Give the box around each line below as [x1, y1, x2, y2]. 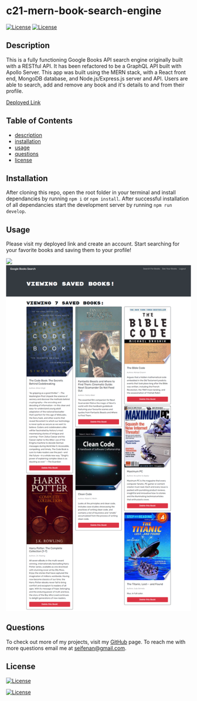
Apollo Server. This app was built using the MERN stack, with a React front [6, 69, 186, 76]
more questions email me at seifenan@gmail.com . [6, 645, 127, 652]
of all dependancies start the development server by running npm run [6, 202, 172, 209]
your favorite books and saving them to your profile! [6, 247, 132, 254]
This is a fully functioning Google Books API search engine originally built [6, 56, 183, 63]
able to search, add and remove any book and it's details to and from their [6, 81, 185, 88]
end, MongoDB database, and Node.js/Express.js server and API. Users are [6, 75, 188, 82]
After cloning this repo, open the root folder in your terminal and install [6, 189, 176, 196]
